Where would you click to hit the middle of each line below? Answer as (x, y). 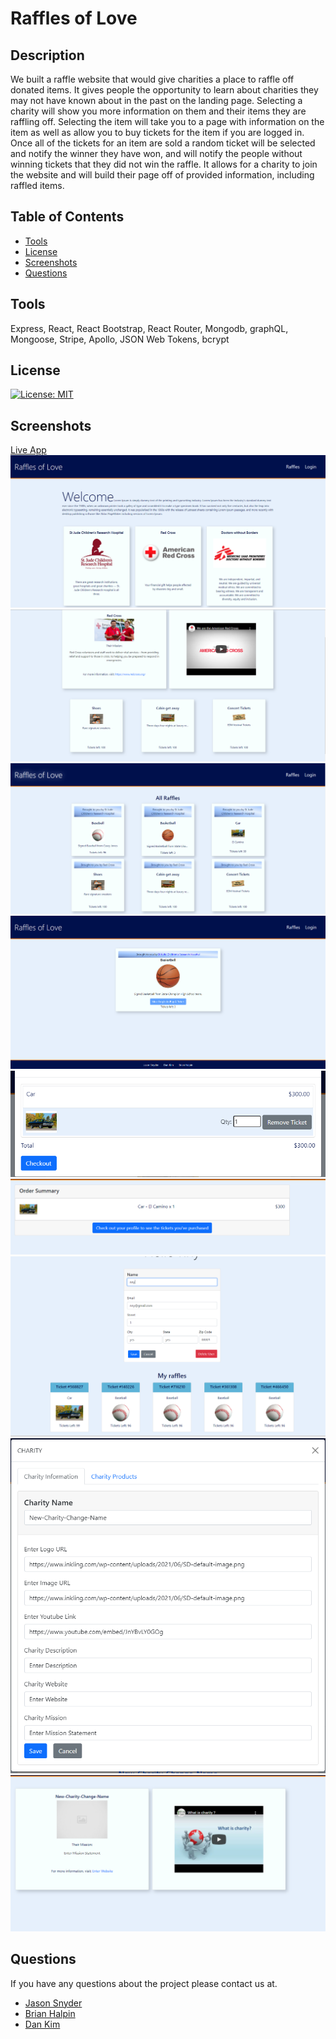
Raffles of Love (74, 18)
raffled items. (37, 185)
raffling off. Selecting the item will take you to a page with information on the (167, 121)
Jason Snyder (53, 2003)
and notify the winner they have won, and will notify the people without (156, 153)
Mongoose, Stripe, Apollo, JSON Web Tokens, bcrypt (120, 339)
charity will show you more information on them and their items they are (158, 111)
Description (47, 55)
